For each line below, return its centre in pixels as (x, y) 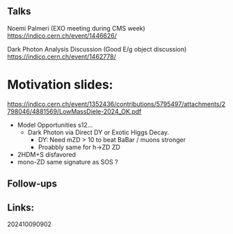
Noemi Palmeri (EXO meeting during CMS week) (77, 28)
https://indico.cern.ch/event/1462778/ (62, 56)
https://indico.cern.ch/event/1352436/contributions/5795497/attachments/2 (116, 104)
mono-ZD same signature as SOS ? (67, 162)
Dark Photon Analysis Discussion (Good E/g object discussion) (97, 49)
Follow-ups (32, 184)
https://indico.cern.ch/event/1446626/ (62, 36)
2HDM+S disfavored (47, 154)
